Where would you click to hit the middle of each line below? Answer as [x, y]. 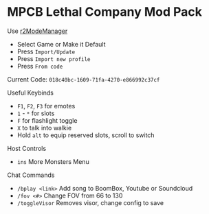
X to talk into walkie [44, 128]
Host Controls [27, 148]
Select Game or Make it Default [61, 44]
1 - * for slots [36, 113]
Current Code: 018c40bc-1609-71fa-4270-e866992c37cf [84, 79]
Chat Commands [31, 175]
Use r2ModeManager [37, 31]
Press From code [40, 66]
